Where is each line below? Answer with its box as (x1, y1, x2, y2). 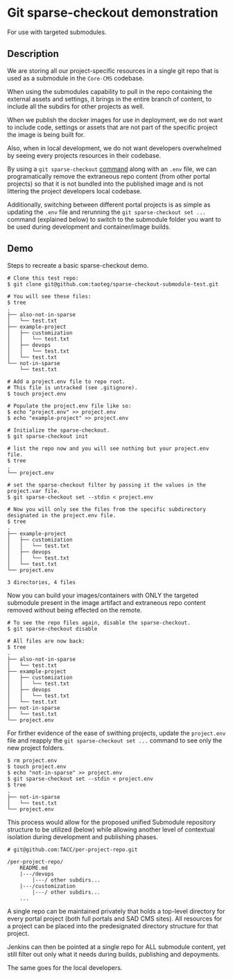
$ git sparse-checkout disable (7, 625, 98, 632)
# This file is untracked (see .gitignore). (7, 384, 138, 391)
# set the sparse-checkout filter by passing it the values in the (7, 481, 207, 488)
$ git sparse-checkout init (7, 432, 89, 439)
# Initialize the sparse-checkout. (7, 426, 110, 434)
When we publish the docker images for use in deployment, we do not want (7, 115, 223, 124)
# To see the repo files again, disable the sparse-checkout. (7, 619, 191, 626)
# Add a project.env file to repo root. (7, 378, 126, 385)
